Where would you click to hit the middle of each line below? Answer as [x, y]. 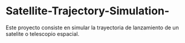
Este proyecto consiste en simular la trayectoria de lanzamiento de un [92, 27]
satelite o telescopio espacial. [43, 33]
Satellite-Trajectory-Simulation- [88, 11]
